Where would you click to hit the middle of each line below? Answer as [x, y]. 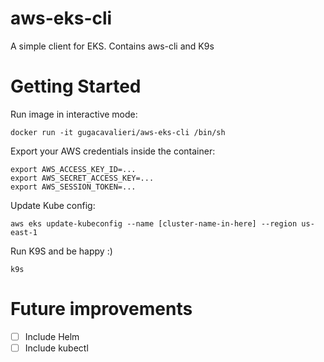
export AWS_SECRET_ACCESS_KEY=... [82, 178]
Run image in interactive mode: [74, 114]
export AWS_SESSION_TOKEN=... [73, 187]
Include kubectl [56, 348]
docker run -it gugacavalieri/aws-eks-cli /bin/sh [118, 132]
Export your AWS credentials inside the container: [113, 151]
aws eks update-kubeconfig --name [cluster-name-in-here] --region [154, 223]
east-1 [24, 232]
